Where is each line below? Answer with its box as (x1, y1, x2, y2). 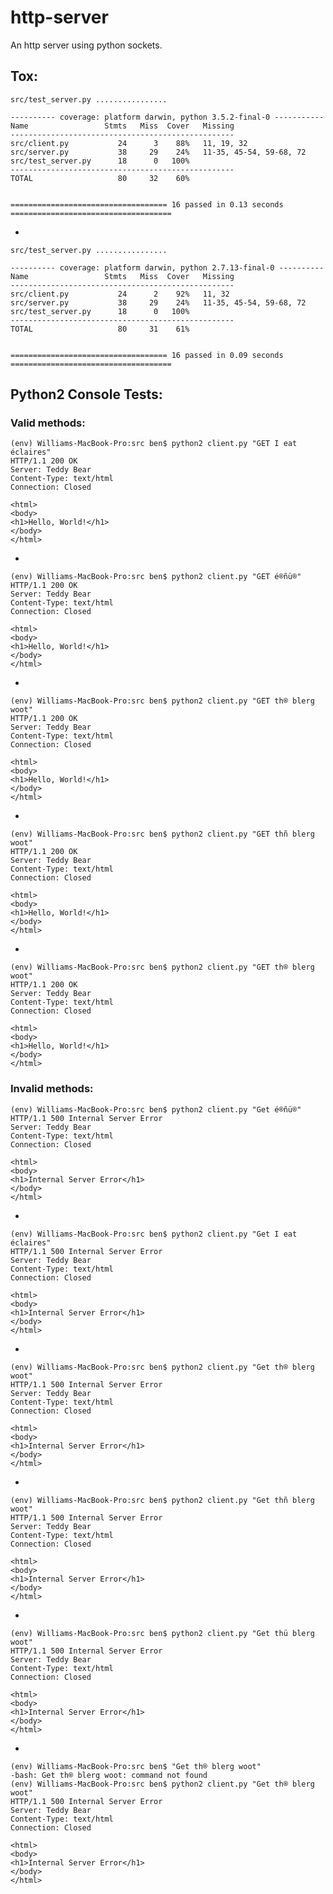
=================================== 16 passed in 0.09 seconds (10, 350, 284, 360)
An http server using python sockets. (10, 39, 163, 51)
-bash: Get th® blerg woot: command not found (10, 1770, 208, 1780)
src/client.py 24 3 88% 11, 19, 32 (10, 138, 248, 148)
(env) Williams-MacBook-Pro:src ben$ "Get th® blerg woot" (10, 1761, 262, 1771)
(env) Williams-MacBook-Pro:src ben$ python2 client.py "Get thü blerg (10, 1628, 315, 1638)
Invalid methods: (10, 1082, 94, 1096)
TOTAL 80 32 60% (10, 173, 190, 183)
